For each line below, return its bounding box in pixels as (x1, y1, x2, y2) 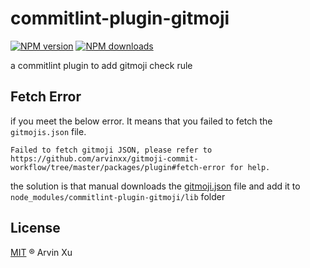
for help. (229, 162, 271, 172)
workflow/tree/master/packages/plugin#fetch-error (10, 162, 226, 172)
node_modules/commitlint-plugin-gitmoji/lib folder (10, 190, 226, 202)
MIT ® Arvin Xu (10, 246, 73, 258)
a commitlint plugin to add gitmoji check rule (10, 59, 193, 71)
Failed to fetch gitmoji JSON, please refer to (10, 145, 213, 155)
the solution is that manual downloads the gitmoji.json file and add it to (10, 180, 301, 192)
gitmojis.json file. (10, 125, 87, 137)
